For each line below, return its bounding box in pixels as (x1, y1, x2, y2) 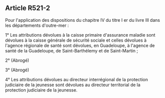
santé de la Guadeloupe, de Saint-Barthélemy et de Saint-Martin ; (5, 48, 138, 53)
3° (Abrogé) (5, 67, 30, 73)
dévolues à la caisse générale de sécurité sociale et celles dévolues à (5, 37, 147, 43)
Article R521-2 (5, 4, 50, 12)
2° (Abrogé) (5, 57, 30, 63)
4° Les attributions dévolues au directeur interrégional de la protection (5, 76, 148, 82)
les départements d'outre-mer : (5, 22, 69, 28)
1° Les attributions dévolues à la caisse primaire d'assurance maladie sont (5, 32, 156, 38)
